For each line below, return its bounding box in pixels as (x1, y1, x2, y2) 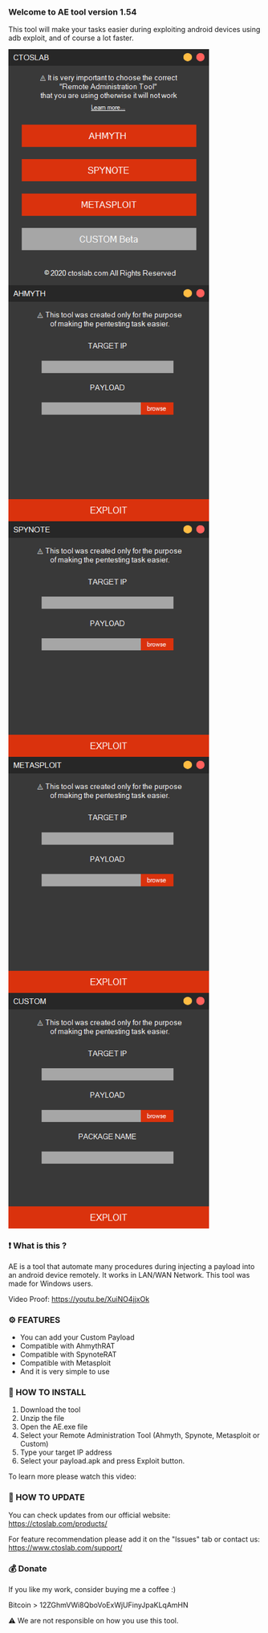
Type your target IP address (19, 1447, 112, 1457)
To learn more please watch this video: (8, 1471, 136, 1481)
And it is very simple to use (19, 1366, 110, 1376)
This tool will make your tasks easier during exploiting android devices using (8, 25, 261, 35)
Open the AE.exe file (19, 1422, 88, 1432)
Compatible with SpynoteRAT (19, 1349, 117, 1359)
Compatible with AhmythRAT (19, 1340, 116, 1350)
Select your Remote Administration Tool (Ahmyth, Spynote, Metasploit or (19, 1430, 260, 1440)
